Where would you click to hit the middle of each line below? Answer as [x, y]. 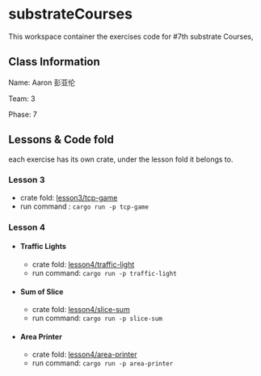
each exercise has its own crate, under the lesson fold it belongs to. [121, 159]
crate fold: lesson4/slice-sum [81, 310]
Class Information [55, 62]
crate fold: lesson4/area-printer [84, 355]
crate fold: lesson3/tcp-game [69, 197]
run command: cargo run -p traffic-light [105, 272]
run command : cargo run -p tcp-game [84, 206]
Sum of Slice [42, 291]
